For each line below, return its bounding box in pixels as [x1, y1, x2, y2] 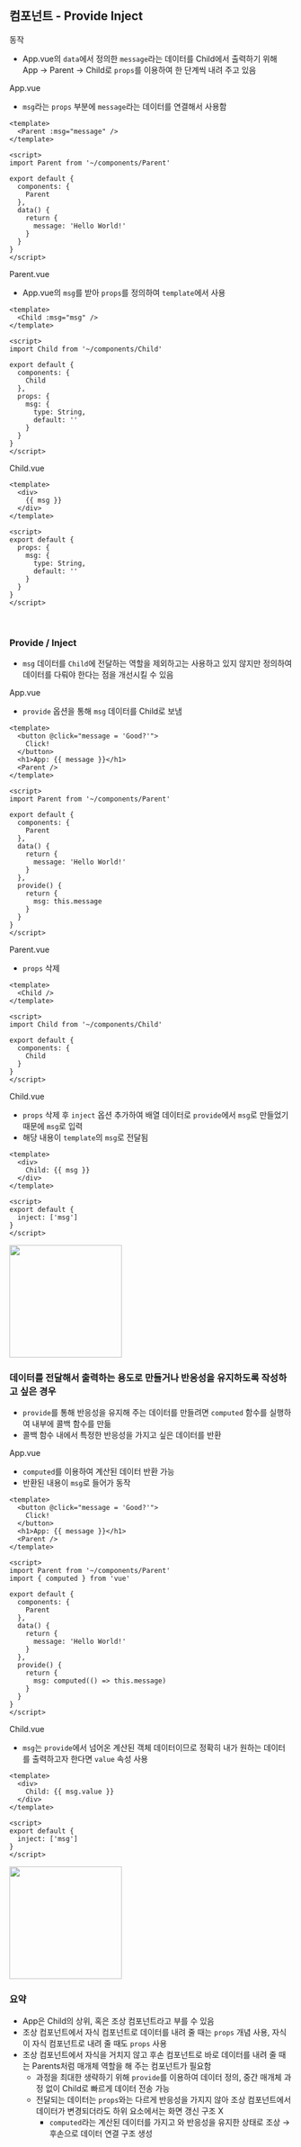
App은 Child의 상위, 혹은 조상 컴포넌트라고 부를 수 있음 [22, 2015, 215, 2026]
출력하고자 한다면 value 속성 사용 [31, 1754, 148, 1765]
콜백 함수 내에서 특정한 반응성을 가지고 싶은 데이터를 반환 [22, 1430, 222, 1441]
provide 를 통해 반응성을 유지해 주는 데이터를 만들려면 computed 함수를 [22, 1407, 268, 1418]
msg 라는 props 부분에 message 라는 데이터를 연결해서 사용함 [22, 101, 227, 112]
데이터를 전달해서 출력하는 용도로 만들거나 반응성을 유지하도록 [9, 1371, 260, 1384]
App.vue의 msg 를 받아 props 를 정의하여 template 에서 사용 [22, 287, 226, 298]
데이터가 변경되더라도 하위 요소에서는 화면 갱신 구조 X [35, 2105, 224, 2116]
